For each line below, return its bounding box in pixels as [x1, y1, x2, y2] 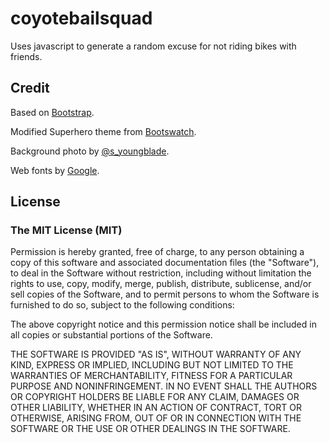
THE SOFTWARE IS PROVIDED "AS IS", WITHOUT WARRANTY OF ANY [10, 348, 302, 361]
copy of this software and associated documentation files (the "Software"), [10, 257, 320, 269]
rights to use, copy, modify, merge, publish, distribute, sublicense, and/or [10, 278, 312, 290]
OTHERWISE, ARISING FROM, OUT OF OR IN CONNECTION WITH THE [10, 412, 302, 424]
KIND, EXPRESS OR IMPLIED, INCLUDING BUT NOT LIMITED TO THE [10, 359, 294, 371]
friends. [10, 50, 43, 62]
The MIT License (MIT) [10, 223, 123, 237]
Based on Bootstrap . [10, 106, 95, 118]
